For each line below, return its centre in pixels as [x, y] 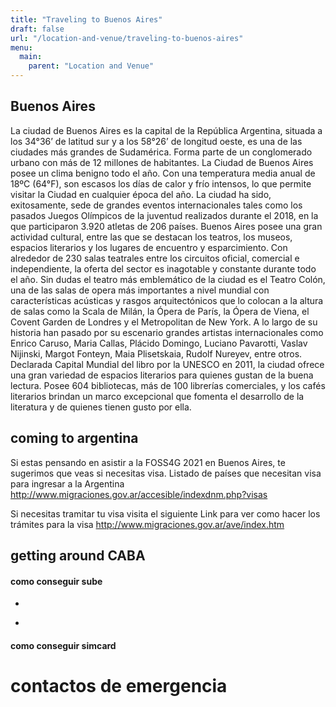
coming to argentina [74, 438]
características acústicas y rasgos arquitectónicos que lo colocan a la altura [167, 300]
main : [31, 57]
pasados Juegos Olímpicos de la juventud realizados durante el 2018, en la [164, 215]
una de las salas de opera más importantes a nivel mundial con [140, 290]
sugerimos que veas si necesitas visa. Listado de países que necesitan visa [166, 473]
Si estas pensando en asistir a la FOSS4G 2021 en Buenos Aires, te [148, 462]
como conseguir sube [56, 581]
